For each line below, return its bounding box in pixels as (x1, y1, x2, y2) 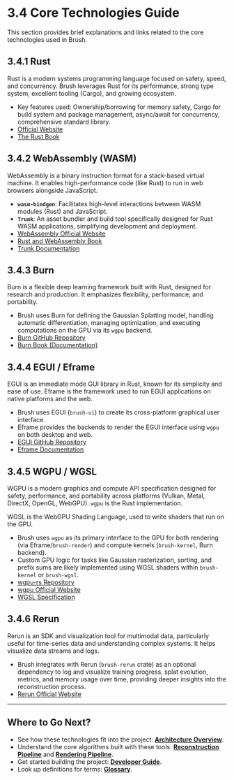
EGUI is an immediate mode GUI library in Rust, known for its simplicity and (7, 380, 223, 389)
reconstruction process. (17, 682, 86, 691)
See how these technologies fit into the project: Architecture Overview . (17, 735, 224, 744)
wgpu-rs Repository (17, 578, 75, 586)
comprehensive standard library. (17, 117, 111, 126)
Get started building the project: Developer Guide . (17, 757, 162, 766)
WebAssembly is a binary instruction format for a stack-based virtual (7, 171, 205, 180)
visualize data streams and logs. (7, 647, 100, 655)
